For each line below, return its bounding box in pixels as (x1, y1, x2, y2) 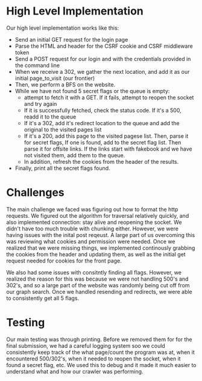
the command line (14, 62, 60, 69)
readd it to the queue (24, 113, 77, 120)
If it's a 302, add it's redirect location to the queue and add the (24, 119, 180, 126)
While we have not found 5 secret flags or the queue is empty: (14, 87, 170, 94)
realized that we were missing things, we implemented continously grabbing (6, 244, 195, 252)
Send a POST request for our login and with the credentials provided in (14, 55, 191, 62)
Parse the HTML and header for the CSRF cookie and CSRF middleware (14, 42, 193, 50)
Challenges (6, 186, 65, 200)
